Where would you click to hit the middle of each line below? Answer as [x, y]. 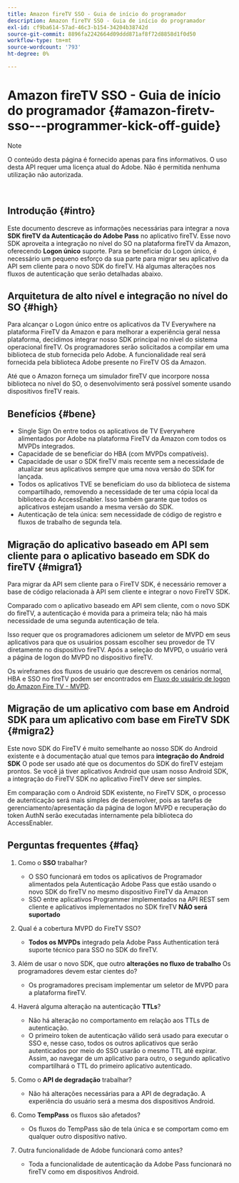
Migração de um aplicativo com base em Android [118, 709]
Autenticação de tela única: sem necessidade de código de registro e [120, 514]
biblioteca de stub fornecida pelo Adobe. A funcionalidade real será [107, 355]
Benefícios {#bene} [52, 414]
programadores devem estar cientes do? [77, 971]
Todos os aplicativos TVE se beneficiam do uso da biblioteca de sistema [124, 484]
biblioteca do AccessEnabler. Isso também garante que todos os [112, 499]
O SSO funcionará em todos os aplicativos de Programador [115, 877]
